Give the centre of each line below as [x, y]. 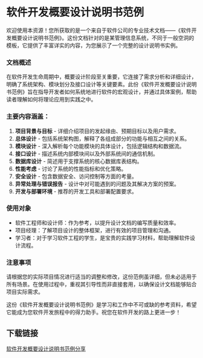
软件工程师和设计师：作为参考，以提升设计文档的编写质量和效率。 [97, 222]
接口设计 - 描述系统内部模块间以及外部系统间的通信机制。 [87, 153]
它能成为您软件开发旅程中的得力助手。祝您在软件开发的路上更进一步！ [94, 312]
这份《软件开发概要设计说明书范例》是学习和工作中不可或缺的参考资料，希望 [101, 305]
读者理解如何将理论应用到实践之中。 [51, 100]
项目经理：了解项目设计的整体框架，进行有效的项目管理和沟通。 [94, 230]
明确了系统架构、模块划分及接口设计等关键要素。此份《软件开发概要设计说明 [101, 85]
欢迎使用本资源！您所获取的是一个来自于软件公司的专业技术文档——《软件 [99, 30]
